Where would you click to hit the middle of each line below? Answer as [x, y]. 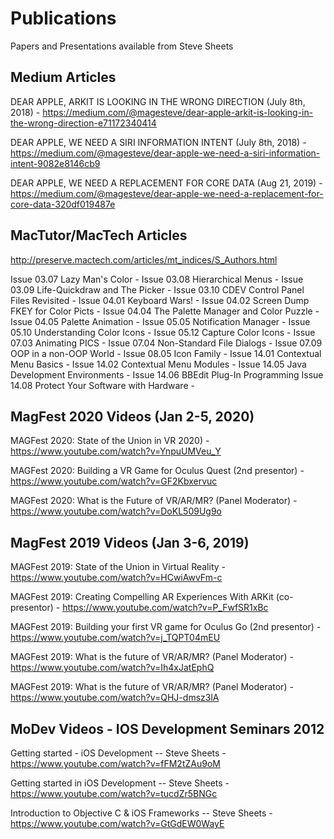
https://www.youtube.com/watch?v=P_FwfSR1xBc [165, 608]
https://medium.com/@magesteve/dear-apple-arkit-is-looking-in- [178, 112]
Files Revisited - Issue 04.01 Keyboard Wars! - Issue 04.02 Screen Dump [160, 300]
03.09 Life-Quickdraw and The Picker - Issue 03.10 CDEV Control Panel [157, 289]
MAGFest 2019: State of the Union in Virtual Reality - [118, 567]
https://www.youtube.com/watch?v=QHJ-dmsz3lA [115, 698]
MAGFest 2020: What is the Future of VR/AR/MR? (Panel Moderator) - [154, 501]
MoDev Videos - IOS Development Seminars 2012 [167, 728]
